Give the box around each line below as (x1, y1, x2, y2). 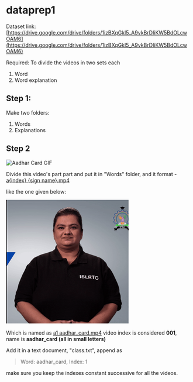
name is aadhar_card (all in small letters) (6, 335, 106, 342)
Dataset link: (6, 23, 36, 30)
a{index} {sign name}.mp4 (6, 177, 70, 184)
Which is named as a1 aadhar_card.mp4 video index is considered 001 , (6, 329, 177, 336)
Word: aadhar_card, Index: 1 (20, 358, 88, 365)
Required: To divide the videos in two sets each (6, 59, 120, 66)
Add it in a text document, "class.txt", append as (6, 346, 123, 354)
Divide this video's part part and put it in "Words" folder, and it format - (6, 170, 177, 177)
